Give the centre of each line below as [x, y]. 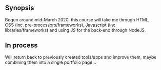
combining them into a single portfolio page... [51, 62]
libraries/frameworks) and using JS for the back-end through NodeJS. [76, 30]
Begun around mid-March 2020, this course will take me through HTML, [77, 19]
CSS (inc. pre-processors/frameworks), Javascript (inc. [61, 25]
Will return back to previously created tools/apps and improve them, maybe [81, 57]
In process [21, 45]
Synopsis [20, 8]
